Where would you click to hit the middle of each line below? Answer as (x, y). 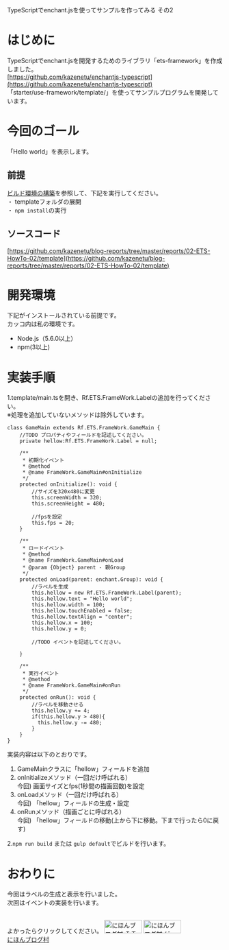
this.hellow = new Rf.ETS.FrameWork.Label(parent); (107, 593)
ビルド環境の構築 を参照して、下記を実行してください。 (85, 193)
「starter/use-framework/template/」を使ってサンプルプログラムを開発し (110, 92)
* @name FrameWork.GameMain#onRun (71, 686)
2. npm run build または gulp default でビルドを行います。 (89, 844)
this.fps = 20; (53, 523)
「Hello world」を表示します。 (50, 151)
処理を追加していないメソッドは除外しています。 (79, 415)
